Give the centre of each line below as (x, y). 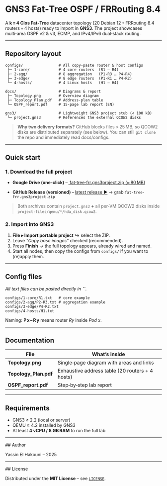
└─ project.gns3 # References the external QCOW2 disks (74, 117)
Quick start (23, 158)
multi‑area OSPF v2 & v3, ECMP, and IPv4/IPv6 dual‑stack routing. (73, 33)
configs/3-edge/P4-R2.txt (32, 306)
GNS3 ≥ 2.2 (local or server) (41, 420)
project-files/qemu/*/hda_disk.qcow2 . (57, 211)
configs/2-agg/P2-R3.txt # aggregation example (55, 302)
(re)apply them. (28, 256)
